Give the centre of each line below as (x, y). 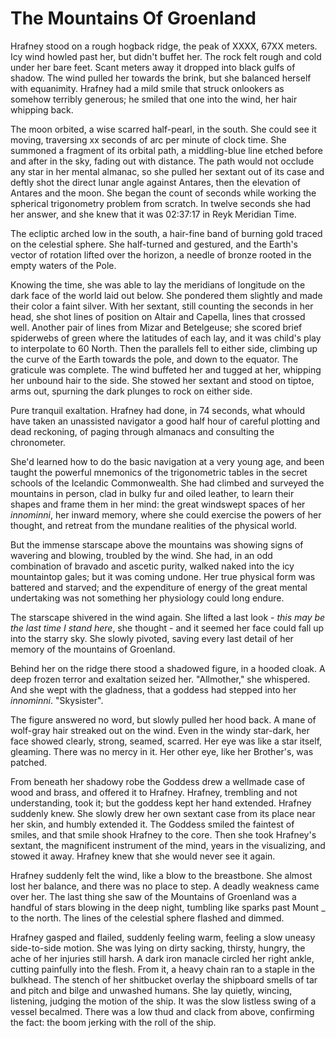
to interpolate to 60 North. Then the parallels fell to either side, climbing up (164, 348)
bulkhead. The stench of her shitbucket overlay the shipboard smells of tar (164, 979)
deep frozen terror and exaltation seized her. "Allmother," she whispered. (160, 679)
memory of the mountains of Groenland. (93, 649)
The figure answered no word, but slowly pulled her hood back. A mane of (163, 719)
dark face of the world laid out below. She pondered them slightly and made (166, 295)
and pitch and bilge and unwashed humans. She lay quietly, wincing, (151, 990)
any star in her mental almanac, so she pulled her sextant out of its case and (167, 171)
